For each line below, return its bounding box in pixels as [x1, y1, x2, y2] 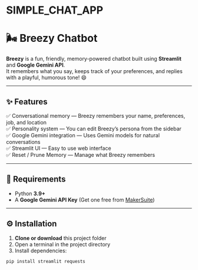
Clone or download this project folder [14, 234, 107, 242]
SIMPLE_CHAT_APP [6, 4, 104, 17]
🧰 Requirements [6, 174, 66, 185]
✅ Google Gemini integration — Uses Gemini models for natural [6, 131, 160, 139]
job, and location [6, 118, 47, 126]
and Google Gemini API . [6, 61, 65, 68]
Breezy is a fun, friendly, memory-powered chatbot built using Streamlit [6, 55, 181, 62]
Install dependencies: [14, 247, 67, 254]
